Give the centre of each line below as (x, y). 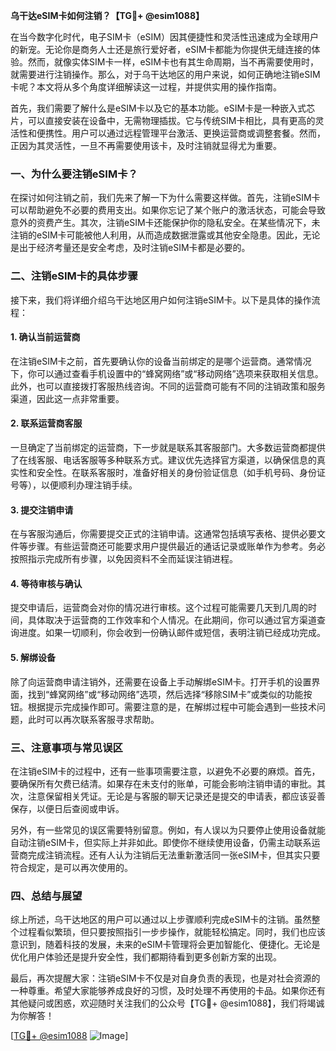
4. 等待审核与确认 (46, 583)
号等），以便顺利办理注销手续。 (74, 485)
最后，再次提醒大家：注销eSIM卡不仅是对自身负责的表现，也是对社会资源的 (165, 978)
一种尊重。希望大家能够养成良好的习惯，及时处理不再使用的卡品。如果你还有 (168, 991)
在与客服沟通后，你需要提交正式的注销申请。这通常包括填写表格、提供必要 (163, 534)
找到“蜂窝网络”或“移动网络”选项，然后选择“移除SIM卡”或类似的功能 (165, 694)
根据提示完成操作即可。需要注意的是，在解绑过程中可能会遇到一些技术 (172, 706)
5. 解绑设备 (33, 657)
